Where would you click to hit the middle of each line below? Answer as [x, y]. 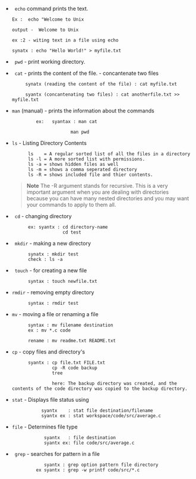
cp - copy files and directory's [48, 352]
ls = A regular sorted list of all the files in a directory [109, 154]
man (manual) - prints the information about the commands [83, 111]
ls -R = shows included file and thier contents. [90, 175]
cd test [72, 232]
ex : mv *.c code [49, 330]
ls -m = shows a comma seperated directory [83, 169]
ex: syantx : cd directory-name [68, 227]
